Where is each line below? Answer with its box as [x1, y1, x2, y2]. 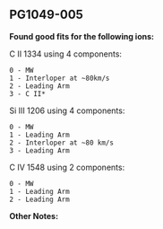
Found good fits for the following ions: [9, 31, 155, 41]
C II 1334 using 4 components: [9, 48, 123, 59]
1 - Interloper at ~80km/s [9, 74, 110, 83]
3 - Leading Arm [9, 145, 70, 155]
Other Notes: [9, 210, 59, 221]
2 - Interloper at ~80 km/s [9, 138, 115, 147]
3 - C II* [9, 89, 47, 98]
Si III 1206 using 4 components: [9, 105, 125, 116]
